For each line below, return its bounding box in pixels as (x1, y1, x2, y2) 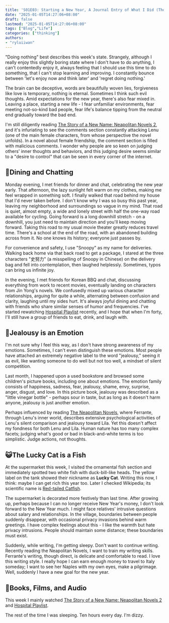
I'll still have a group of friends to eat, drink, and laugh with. (5, 314, 128, 320)
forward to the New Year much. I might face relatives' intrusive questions (5, 506, 156, 512)
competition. (5, 363, 32, 370)
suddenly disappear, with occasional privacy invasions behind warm (5, 516, 147, 523)
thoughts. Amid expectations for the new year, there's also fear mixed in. (5, 96, 156, 102)
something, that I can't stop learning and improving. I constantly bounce (5, 70, 154, 76)
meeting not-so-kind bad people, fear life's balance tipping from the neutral (5, 106, 162, 112)
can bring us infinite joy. (5, 267, 55, 273)
